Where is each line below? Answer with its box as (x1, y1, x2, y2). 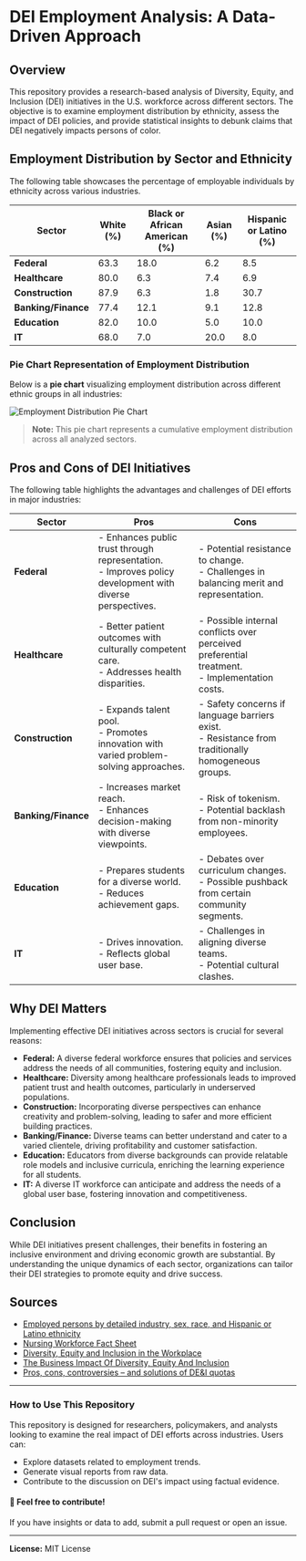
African (149, 218, 184, 231)
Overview (9, 62, 66, 78)
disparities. (97, 677, 146, 690)
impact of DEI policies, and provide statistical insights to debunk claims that (9, 116, 293, 126)
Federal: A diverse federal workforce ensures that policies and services (22, 1052, 292, 1064)
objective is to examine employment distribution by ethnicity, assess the (9, 106, 280, 116)
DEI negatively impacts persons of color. (9, 125, 161, 136)
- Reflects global (97, 947, 170, 960)
